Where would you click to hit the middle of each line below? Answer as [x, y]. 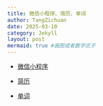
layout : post [26, 39]
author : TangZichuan [37, 20]
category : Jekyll [32, 33]
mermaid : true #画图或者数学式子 [51, 46]
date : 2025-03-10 [32, 26]
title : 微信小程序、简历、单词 [47, 14]
